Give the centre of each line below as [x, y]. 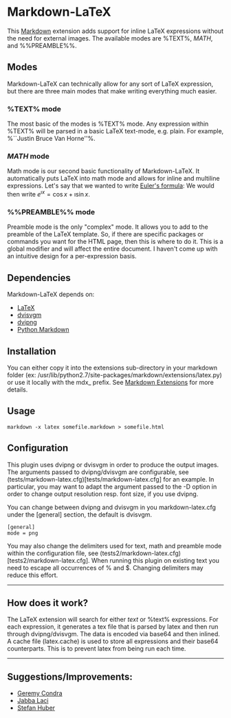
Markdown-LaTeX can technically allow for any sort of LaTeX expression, [110, 84]
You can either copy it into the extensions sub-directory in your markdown [112, 368]
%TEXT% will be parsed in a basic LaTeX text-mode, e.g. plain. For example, [115, 131]
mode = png [23, 533]
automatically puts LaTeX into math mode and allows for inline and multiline [113, 179]
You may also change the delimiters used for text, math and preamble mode [114, 546]
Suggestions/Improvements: [70, 676]
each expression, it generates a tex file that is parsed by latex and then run [113, 627]
